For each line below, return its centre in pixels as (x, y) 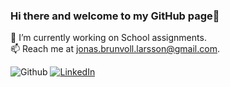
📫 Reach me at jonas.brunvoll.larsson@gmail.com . (115, 49)
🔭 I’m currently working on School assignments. (108, 38)
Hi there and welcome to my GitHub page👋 (115, 16)
